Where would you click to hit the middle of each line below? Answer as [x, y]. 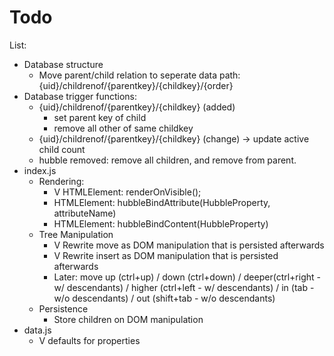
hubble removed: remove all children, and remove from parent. [167, 160]
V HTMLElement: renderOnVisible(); [127, 192]
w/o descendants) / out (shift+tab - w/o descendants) [164, 298]
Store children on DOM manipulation [128, 319]
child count [62, 149]
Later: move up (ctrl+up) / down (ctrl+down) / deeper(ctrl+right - [187, 277]
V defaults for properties [89, 340]
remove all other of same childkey [123, 128]
